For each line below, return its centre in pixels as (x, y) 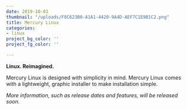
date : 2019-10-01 (27, 11)
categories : (21, 28)
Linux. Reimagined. (30, 66)
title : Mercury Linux (33, 22)
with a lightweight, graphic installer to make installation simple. (82, 84)
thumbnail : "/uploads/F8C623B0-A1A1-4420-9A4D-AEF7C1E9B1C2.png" (88, 17)
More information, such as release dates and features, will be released (92, 95)
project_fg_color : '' (33, 45)
